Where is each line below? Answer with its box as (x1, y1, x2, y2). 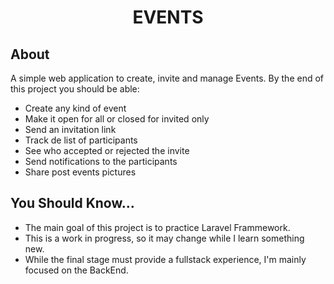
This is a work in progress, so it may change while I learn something (24, 232, 305, 244)
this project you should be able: (10, 83, 140, 95)
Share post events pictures (24, 166, 137, 178)
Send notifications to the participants (24, 156, 178, 167)
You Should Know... (10, 195, 135, 212)
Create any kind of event (24, 102, 127, 114)
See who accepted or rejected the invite (24, 145, 190, 156)
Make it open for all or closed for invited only (24, 113, 210, 125)
